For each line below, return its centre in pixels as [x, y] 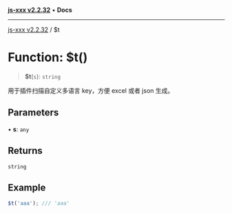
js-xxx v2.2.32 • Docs [40, 10]
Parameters [33, 113]
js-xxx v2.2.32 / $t [34, 30]
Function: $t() [48, 57]
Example [27, 187]
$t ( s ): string [43, 76]
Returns [25, 151]
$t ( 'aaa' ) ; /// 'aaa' [39, 203]
